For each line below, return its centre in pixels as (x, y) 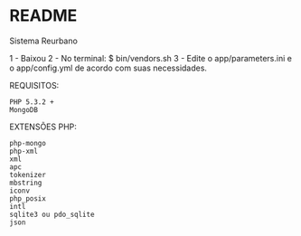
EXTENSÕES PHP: (43, 127)
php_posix (28, 198)
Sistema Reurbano (44, 41)
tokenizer (28, 175)
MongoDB (24, 109)
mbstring (26, 183)
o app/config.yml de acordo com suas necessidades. (108, 68)
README (43, 16)
